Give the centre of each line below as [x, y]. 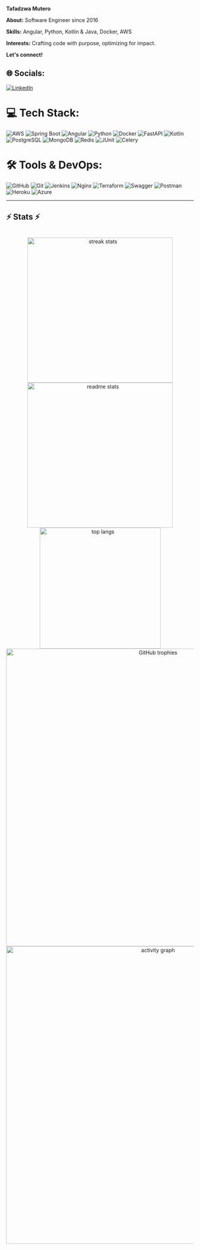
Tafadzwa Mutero [29, 9]
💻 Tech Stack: [43, 113]
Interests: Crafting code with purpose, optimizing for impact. [81, 43]
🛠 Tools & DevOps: [54, 165]
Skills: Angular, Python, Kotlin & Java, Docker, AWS [69, 32]
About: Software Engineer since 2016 [52, 20]
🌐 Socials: [26, 74]
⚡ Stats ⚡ [23, 217]
